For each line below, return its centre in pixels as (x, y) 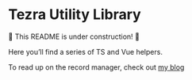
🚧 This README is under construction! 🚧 (74, 36)
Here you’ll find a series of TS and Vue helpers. (85, 51)
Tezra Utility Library (75, 15)
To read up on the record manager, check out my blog (96, 67)
